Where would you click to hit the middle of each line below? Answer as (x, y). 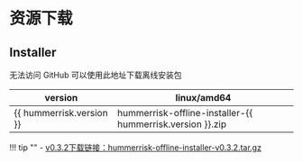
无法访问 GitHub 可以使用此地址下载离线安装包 (96, 75)
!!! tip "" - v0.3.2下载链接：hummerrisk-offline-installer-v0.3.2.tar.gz (135, 148)
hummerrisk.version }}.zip (172, 124)
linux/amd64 (203, 98)
